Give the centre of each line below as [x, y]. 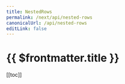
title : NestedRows [29, 12]
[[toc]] [14, 75]
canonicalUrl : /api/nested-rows [47, 23]
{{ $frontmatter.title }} [63, 58]
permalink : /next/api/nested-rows [50, 17]
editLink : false [26, 28]
